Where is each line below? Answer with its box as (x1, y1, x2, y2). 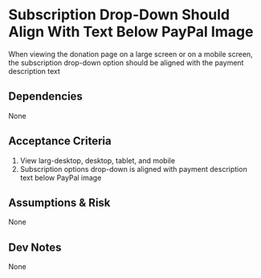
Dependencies (8, 90, 83, 104)
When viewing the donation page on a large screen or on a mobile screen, (8, 49, 253, 59)
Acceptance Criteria (8, 134, 112, 148)
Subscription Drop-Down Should (8, 6, 230, 24)
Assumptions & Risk (8, 195, 111, 210)
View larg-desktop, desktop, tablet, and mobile (19, 155, 175, 166)
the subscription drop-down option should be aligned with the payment (8, 58, 244, 67)
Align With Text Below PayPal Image (8, 22, 254, 41)
